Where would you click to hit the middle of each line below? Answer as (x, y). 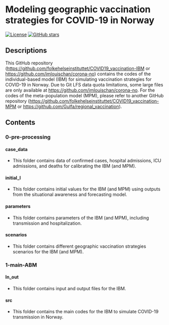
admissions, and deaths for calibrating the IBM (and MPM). (74, 166)
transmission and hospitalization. (47, 223)
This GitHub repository (29, 63)
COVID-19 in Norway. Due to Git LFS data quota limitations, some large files (84, 84)
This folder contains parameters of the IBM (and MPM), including (81, 218)
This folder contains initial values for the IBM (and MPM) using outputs (87, 189)
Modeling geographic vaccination (78, 9)
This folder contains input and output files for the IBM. (69, 288)
